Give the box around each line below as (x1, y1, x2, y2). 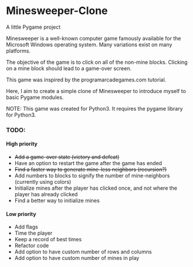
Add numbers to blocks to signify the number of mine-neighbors (14, 172, 170, 179)
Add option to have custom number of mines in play (14, 255, 139, 262)
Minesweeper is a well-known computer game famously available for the (6, 35, 181, 42)
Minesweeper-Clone (6, 4, 108, 18)
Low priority (6, 210, 36, 217)
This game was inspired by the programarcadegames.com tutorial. (6, 76, 167, 83)
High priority (6, 141, 38, 148)
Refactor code (14, 242, 49, 249)
